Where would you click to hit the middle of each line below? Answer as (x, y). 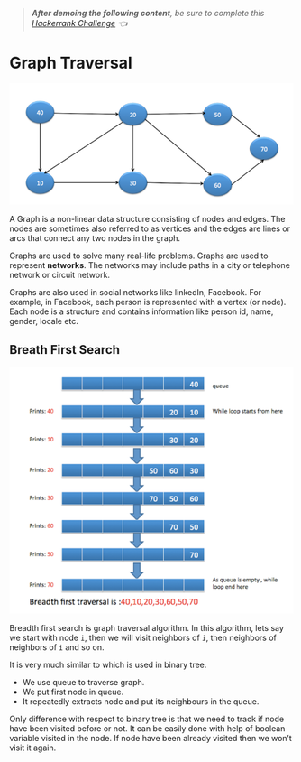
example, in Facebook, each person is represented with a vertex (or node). (148, 302)
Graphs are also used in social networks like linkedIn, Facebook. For (136, 293)
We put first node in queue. (73, 692)
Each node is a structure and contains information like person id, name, (141, 311)
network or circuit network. (60, 275)
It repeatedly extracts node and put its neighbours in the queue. (141, 701)
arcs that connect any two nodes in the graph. (95, 238)
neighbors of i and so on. (57, 647)
